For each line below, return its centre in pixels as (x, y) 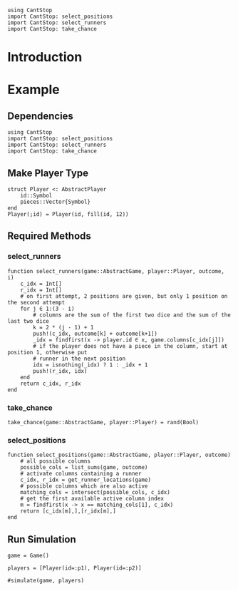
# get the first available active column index (92, 499)
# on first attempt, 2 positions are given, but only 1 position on (124, 296)
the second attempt (36, 302)
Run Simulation (42, 539)
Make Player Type (48, 173)
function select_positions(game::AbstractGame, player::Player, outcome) (119, 455)
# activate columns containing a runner (81, 474)
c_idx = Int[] (41, 284)
